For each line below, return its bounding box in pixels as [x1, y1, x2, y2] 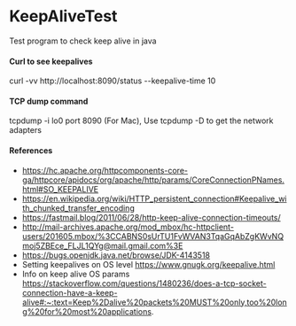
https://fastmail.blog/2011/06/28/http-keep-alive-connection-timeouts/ [21, 212, 281, 222]
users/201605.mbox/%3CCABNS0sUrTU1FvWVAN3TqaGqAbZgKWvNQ [21, 230, 284, 241]
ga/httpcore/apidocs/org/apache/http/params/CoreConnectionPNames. [21, 175, 285, 185]
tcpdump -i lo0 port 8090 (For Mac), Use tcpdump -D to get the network [9, 115, 274, 126]
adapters [9, 125, 43, 136]
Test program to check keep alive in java [9, 35, 157, 46]
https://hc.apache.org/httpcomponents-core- [21, 165, 189, 175]
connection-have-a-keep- [21, 287, 118, 298]
